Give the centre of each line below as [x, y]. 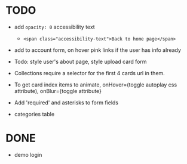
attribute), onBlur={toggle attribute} [58, 91]
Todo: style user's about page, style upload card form [80, 61]
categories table [34, 114]
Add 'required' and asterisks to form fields [66, 103]
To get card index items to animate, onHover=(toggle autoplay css [96, 85]
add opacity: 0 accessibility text [54, 27]
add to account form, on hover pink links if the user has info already [98, 50]
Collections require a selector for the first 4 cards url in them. [89, 73]
